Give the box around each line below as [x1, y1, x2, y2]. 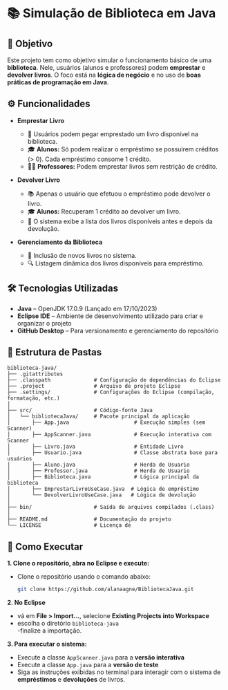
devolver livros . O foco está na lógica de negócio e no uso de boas [7, 71, 202, 79]
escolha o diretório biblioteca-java [17, 619, 120, 628]
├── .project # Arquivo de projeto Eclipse [7, 383, 181, 390]
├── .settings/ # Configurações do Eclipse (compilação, [7, 389, 215, 396]
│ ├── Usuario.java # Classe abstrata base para [7, 449, 218, 456]
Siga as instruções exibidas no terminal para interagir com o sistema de [17, 668, 221, 676]
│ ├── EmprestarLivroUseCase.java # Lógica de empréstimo [7, 485, 199, 493]
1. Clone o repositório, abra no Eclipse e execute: [7, 559, 150, 568]
